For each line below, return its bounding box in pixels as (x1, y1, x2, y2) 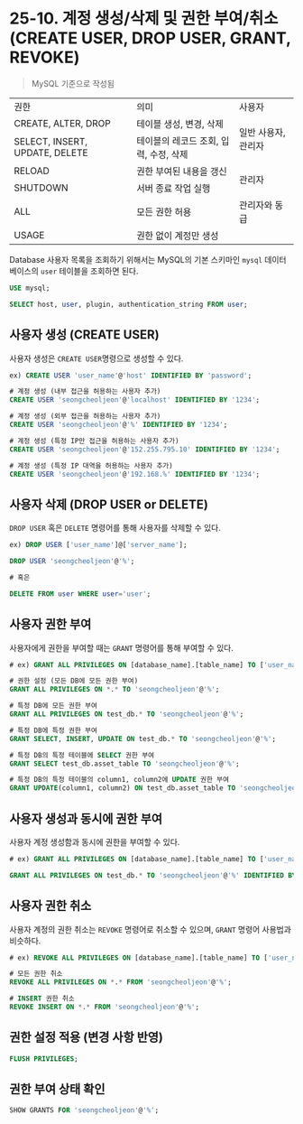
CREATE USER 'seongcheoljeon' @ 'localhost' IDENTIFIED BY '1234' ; (9, 395, 260, 404)
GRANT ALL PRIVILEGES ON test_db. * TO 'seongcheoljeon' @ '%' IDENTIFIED (9, 870, 284, 880)
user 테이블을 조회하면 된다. (40, 265, 139, 276)
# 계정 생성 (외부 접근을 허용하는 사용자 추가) (9, 412, 161, 421)
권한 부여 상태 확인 (9, 1081, 106, 1097)
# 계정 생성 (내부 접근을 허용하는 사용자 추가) (9, 387, 161, 396)
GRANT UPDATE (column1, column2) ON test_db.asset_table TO (9, 784, 236, 793)
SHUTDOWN (14, 181, 69, 194)
